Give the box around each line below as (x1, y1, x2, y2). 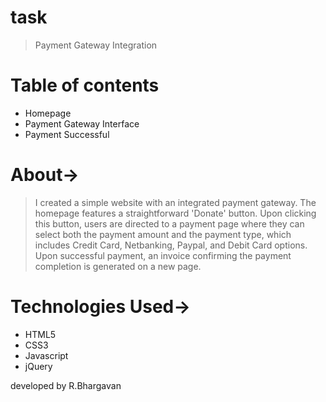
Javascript (24, 349, 69, 361)
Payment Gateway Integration (34, 39, 158, 51)
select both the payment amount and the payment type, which (34, 228, 292, 240)
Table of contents (10, 74, 160, 97)
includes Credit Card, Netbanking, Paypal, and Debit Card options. (34, 239, 308, 251)
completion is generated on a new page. (34, 260, 202, 272)
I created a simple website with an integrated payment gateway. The (34, 196, 317, 208)
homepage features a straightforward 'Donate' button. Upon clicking (34, 207, 317, 219)
